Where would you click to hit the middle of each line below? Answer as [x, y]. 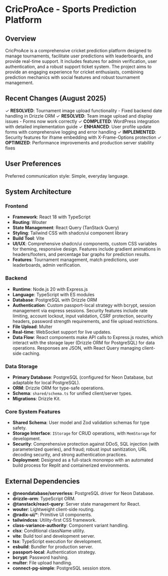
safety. [20, 428]
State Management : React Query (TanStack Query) [66, 228]
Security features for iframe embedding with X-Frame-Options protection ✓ [83, 137]
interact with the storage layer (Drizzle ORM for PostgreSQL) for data [83, 343]
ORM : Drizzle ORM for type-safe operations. [58, 388]
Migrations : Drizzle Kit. [37, 398]
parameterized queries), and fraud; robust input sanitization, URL [79, 449]
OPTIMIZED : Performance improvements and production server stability [80, 142]
